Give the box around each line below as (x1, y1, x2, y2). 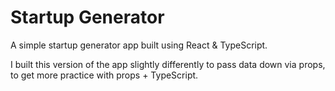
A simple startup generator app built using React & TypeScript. (10, 39, 268, 51)
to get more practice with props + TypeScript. (10, 69, 199, 81)
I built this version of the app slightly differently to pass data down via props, (10, 58, 326, 70)
